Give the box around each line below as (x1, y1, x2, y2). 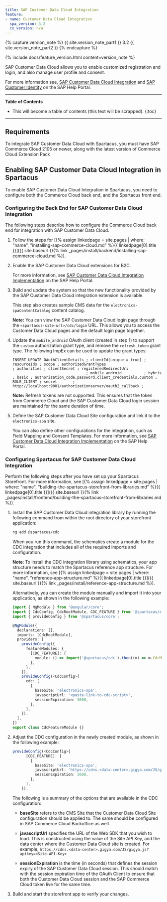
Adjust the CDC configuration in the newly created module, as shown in (12, 734, 159, 740)
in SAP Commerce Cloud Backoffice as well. (19, 820, 110, 826)
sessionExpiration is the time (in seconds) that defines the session (19, 860, 158, 866)
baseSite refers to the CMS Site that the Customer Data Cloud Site (19, 810, 157, 816)
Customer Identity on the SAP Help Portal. (5, 84, 91, 90)
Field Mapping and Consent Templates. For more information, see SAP (12, 433, 157, 439)
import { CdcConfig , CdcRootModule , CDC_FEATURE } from (12, 609, 131, 614)
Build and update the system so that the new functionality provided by (12, 287, 156, 293)
